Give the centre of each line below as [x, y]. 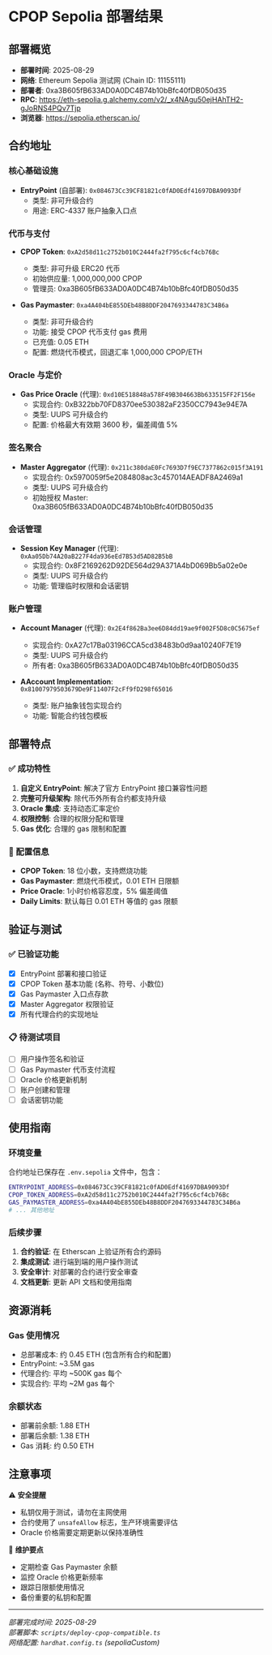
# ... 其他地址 [32, 1210]
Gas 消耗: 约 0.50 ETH [57, 1446]
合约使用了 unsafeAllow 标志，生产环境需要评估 [99, 1523]
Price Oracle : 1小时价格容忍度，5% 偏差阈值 [94, 891]
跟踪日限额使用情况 [52, 1588]
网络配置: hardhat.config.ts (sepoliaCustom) [84, 1643]
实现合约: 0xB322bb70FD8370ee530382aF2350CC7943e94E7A [140, 404]
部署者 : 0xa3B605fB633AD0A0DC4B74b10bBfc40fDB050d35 [123, 90]
